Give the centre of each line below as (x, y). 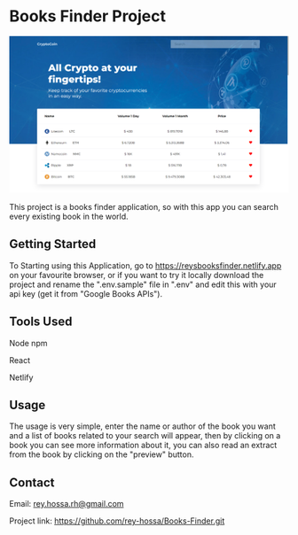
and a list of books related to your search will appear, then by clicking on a (145, 436)
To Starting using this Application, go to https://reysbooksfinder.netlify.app (145, 265)
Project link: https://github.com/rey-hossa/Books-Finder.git (117, 521)
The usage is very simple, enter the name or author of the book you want (143, 426)
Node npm (28, 343)
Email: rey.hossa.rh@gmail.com (67, 504)
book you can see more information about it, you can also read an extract (143, 446)
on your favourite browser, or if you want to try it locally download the (137, 275)
